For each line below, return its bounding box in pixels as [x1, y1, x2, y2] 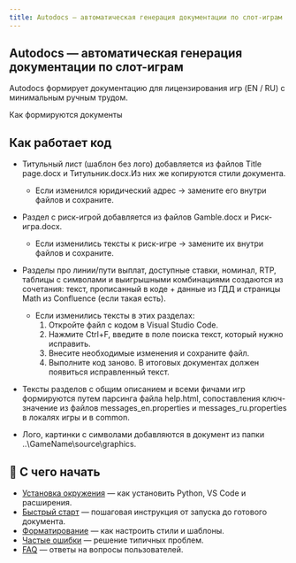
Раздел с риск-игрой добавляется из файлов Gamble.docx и [21, 212, 249, 222]
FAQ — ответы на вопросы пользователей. [21, 544, 184, 555]
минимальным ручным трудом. [9, 92, 128, 103]
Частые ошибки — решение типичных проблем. [21, 535, 205, 545]
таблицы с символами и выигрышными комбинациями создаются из [21, 274, 284, 285]
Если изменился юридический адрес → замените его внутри [34, 185, 267, 196]
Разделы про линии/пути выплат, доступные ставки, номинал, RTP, [21, 265, 277, 275]
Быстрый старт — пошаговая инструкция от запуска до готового [21, 506, 268, 518]
